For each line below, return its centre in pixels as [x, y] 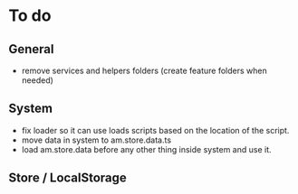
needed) [37, 80]
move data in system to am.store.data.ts [96, 140]
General [32, 49]
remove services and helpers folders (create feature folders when [144, 70]
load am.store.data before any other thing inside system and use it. [147, 149]
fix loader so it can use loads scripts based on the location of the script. [155, 130]
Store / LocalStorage [68, 178]
